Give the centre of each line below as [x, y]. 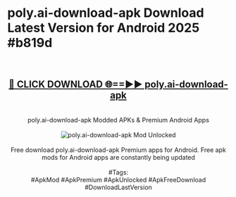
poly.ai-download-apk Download [106, 13]
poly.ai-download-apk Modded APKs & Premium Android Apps [118, 120]
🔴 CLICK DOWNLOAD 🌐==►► [75, 85]
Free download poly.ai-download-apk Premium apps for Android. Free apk [118, 150]
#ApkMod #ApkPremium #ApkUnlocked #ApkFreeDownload [118, 179]
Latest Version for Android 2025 [104, 28]
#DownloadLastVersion [118, 187]
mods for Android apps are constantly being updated [118, 157]
